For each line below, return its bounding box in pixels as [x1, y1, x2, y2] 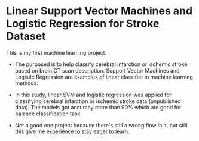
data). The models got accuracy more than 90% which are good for [14, 104, 182, 111]
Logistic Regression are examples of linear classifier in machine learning [14, 73, 193, 80]
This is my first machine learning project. [6, 49, 107, 56]
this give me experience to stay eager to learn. [14, 128, 130, 135]
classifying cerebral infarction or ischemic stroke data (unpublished [14, 97, 181, 105]
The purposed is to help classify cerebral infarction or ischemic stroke [14, 61, 188, 68]
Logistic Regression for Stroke [6, 17, 160, 30]
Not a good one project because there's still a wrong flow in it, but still [14, 121, 188, 129]
